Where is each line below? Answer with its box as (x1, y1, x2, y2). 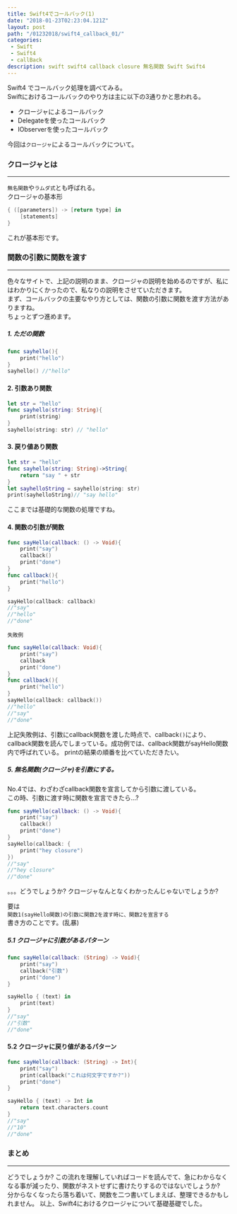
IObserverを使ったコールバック (17, 125, 109, 133)
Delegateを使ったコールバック (17, 116, 106, 125)
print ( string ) (20, 413, 61, 420)
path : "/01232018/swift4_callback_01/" (7, 30, 125, 38)
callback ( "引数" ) (20, 967, 69, 974)
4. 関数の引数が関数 (7, 522, 65, 531)
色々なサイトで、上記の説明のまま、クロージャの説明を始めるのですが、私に (7, 277, 229, 285)
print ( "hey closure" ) (20, 847, 83, 854)
